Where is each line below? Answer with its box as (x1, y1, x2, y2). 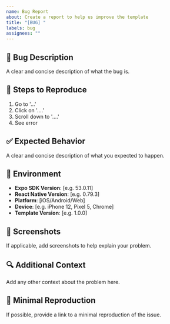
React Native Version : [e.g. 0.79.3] (14, 191, 100, 198)
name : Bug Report (6, 8, 49, 15)
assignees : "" (6, 31, 41, 36)
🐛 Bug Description (6, 52, 74, 62)
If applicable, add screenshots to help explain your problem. (6, 242, 152, 249)
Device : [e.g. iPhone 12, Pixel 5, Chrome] (14, 203, 114, 211)
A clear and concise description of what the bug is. (6, 68, 130, 75)
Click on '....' (14, 106, 45, 113)
